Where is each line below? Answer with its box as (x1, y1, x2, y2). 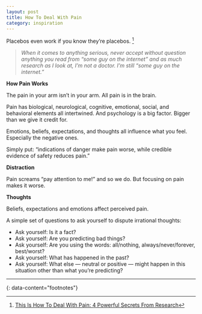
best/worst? (14, 248, 45, 255)
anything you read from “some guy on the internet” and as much (20, 55, 182, 63)
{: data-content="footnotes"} (6, 284, 78, 292)
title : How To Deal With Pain (6, 14, 82, 20)
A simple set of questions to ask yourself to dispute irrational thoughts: (6, 217, 182, 224)
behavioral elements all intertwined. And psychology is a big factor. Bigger (6, 109, 191, 117)
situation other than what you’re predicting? (14, 267, 123, 274)
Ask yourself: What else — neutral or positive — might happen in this (14, 260, 186, 268)
